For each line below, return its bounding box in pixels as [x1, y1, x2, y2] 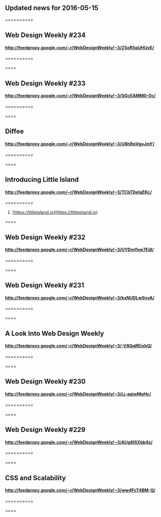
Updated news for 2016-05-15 [5, 4, 99, 12]
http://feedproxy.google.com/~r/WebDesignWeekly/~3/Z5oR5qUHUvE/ [5, 44, 155, 50]
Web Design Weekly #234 [5, 31, 86, 40]
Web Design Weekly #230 [5, 377, 86, 386]
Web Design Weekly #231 [5, 281, 84, 290]
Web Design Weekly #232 [5, 233, 86, 241]
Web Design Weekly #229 [5, 425, 86, 434]
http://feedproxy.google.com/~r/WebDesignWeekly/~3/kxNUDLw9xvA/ [5, 295, 155, 301]
